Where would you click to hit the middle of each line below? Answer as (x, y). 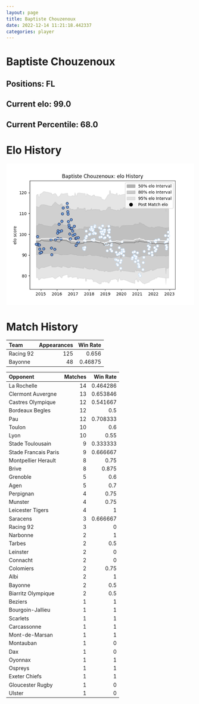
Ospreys (19, 668)
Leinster (19, 552)
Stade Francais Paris (34, 452)
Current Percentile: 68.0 (52, 125)
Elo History (34, 150)
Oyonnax (20, 660)
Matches (75, 377)
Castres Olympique (32, 402)
